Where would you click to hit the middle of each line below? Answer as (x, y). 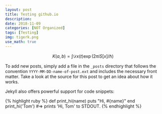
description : (19, 19)
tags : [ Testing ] (22, 33)
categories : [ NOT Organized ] (35, 28)
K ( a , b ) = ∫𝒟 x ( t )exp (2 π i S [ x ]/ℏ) (83, 56)
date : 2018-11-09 (23, 23)
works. (12, 81)
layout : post (19, 10)
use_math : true (21, 42)
